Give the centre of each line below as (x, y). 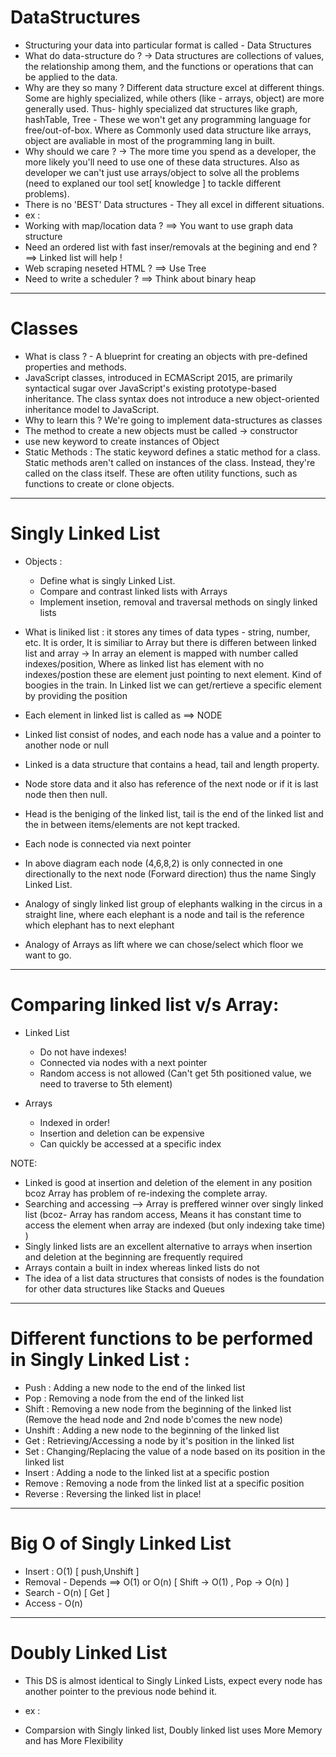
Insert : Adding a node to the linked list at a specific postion (147, 1472)
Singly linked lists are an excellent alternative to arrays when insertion (168, 1246)
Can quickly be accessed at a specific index (130, 1143)
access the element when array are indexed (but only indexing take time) (175, 1225)
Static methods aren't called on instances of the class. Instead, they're (170, 462)
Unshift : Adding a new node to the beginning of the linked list (152, 1430)
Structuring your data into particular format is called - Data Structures (168, 45)
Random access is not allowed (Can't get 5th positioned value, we (175, 1073)
